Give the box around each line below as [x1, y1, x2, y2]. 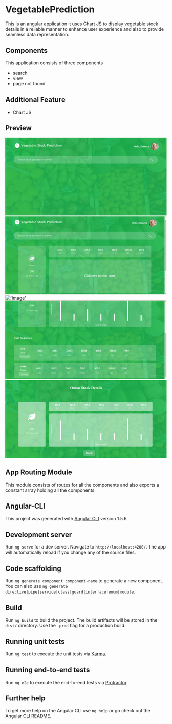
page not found [12, 80, 46, 86]
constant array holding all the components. [5, 487, 96, 493]
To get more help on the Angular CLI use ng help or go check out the [5, 708, 150, 714]
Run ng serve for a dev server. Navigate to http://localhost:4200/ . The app [5, 544, 166, 550]
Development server [5, 530, 72, 539]
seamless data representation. [5, 31, 69, 37]
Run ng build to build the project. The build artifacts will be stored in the [5, 617, 158, 623]
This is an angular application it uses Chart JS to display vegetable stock [5, 20, 159, 27]
